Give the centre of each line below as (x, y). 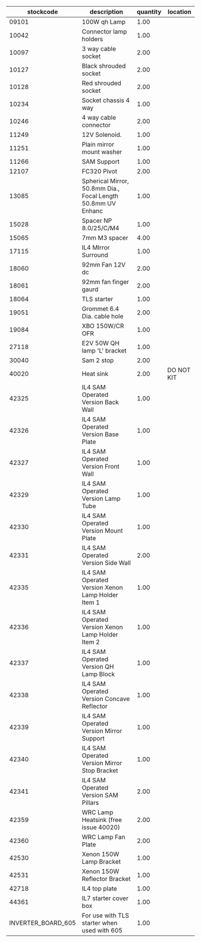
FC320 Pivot (100, 171)
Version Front (100, 467)
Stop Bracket (100, 770)
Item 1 (91, 602)
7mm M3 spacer (105, 238)
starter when (100, 923)
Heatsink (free (102, 820)
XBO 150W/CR (103, 326)
